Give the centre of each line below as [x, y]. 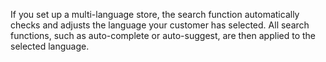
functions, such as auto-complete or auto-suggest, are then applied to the [163, 35]
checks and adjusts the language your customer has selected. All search [160, 25]
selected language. [50, 46]
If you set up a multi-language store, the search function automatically [155, 14]
